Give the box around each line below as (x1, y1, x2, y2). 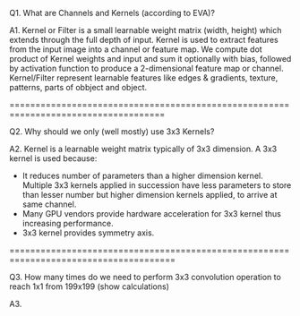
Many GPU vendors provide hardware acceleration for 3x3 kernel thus (21, 209, 282, 218)
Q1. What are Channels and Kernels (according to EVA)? (9, 8, 215, 18)
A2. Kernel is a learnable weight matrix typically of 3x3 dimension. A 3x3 (9, 143, 278, 154)
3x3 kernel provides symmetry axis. (21, 227, 155, 238)
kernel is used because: (9, 153, 98, 164)
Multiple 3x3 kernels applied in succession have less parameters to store (21, 180, 292, 191)
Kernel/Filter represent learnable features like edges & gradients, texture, (9, 73, 279, 83)
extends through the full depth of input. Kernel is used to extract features (9, 35, 279, 45)
